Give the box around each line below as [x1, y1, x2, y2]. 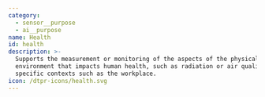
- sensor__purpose [15, 19, 77, 27]
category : [8, 11, 41, 20]
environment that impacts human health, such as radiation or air [15, 63, 238, 70]
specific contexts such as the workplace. [15, 70, 157, 77]
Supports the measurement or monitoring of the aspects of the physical [15, 56, 259, 63]
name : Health [8, 33, 51, 41]
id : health [8, 41, 44, 48]
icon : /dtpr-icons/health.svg [8, 77, 108, 84]
